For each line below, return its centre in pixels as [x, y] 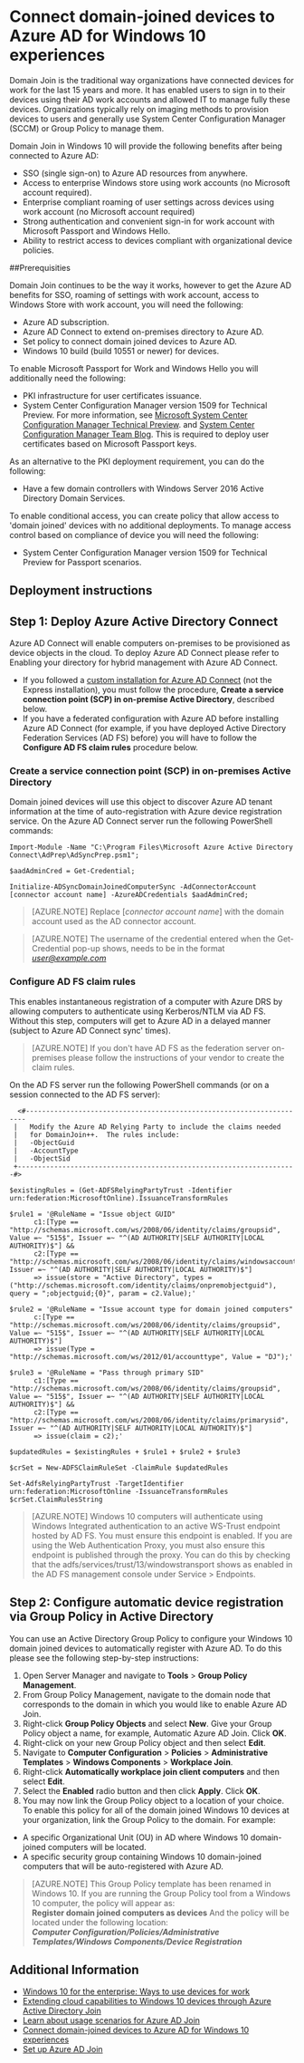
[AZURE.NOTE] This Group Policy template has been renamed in [151, 1884]
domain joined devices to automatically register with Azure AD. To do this [146, 1648]
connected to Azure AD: [54, 155]
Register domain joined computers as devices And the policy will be [160, 1913]
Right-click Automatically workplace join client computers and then [151, 1771]
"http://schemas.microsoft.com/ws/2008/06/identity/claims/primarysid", [149, 1420]
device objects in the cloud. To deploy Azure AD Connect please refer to [144, 653]
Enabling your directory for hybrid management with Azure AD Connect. [144, 662]
